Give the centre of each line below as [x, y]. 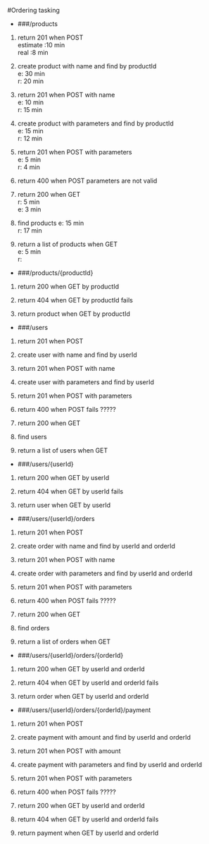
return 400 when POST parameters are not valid [87, 181]
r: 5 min [28, 202]
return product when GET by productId [74, 314]
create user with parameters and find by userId [86, 382]
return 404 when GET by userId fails [70, 491]
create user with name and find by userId [77, 355]
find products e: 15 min [51, 223]
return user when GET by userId [64, 505]
